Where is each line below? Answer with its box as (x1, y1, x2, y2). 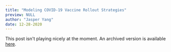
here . (5, 41, 16, 47)
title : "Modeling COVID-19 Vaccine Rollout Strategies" (5, 7, 127, 13)
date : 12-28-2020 (5, 21, 42, 27)
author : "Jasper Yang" (5, 17, 54, 22)
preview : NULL (5, 12, 36, 17)
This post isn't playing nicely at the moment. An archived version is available (5, 36, 166, 42)
